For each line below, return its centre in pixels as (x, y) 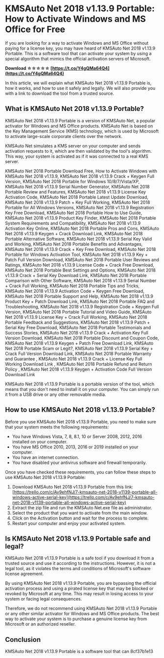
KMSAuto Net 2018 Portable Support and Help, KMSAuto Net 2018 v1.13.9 (79, 296)
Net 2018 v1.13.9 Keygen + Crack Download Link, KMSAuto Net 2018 (74, 233)
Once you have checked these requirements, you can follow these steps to (81, 472)
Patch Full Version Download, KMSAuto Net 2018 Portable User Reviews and (82, 260)
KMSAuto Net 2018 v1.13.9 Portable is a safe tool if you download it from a (80, 558)
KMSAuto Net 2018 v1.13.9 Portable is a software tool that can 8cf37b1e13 (79, 652)
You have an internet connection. (46, 457)
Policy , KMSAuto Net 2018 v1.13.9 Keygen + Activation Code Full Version (79, 369)
